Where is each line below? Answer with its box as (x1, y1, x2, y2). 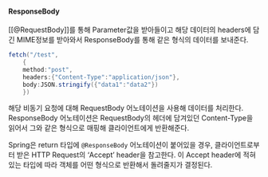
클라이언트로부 (214, 140, 260, 150)
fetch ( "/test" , (8, 51, 59, 59)
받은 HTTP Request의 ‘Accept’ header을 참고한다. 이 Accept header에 (16, 150, 242, 159)
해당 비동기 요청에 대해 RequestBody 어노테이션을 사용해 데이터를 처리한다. (8, 104, 244, 113)
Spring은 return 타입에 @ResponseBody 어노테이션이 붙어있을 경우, (8, 140, 213, 150)
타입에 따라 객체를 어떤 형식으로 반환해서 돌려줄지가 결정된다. (22, 160, 213, 170)
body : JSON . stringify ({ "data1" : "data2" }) (22, 81, 159, 88)
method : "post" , (22, 65, 73, 73)
